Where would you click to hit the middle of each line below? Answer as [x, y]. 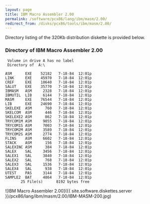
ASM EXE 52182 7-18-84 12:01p [49, 74]
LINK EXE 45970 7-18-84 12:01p [49, 78]
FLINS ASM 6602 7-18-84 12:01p [49, 138]
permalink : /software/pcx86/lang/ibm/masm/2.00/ [56, 19]
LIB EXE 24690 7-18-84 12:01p [49, 104]
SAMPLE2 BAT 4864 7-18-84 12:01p [49, 177]
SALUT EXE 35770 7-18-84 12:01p [49, 86]
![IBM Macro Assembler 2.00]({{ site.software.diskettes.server [69, 191]
